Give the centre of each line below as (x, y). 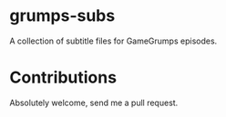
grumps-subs (62, 16)
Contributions (63, 78)
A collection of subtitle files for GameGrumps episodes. (113, 41)
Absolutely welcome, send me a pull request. (94, 102)
